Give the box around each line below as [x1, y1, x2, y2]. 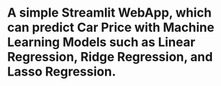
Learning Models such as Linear [7, 35, 196, 50]
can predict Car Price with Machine [7, 19, 215, 35]
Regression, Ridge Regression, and [7, 49, 213, 65]
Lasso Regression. [7, 64, 116, 80]
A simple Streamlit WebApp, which [7, 5, 212, 21]
